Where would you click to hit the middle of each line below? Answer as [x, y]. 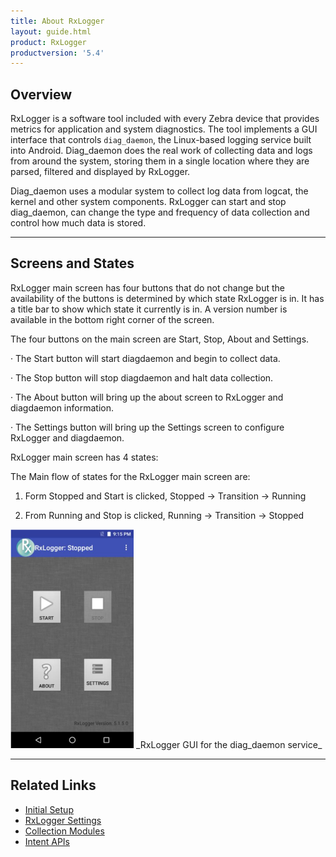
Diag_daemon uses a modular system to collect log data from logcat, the [159, 191]
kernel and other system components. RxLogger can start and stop [148, 202]
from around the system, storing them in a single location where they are [160, 161]
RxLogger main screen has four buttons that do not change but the [147, 287]
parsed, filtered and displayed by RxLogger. [100, 172]
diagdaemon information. [62, 407]
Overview [41, 94]
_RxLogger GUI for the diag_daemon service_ [229, 744]
